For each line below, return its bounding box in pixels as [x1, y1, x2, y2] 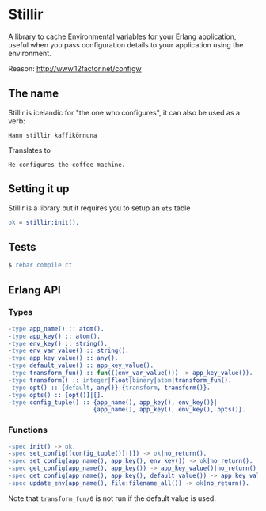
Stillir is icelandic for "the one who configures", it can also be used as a [8, 108, 240, 117]
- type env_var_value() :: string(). [8, 346, 129, 355]
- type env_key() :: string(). [8, 339, 108, 347]
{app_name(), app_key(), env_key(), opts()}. [93, 406, 246, 414]
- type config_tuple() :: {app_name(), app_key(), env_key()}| [8, 398, 218, 407]
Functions [8, 425, 47, 436]
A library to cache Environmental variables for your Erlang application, [8, 32, 237, 41]
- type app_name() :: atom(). [8, 324, 104, 333]
